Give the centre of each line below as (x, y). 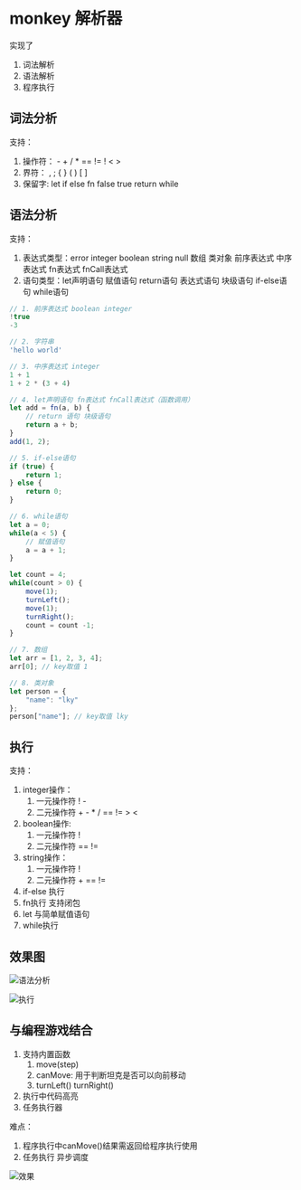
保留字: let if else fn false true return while (100, 184)
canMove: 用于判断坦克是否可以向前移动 (111, 1075)
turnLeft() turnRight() (75, 1085)
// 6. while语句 (38, 516)
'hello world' (36, 350)
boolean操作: (47, 824)
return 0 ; (44, 492)
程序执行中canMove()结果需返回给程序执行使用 (110, 1146)
